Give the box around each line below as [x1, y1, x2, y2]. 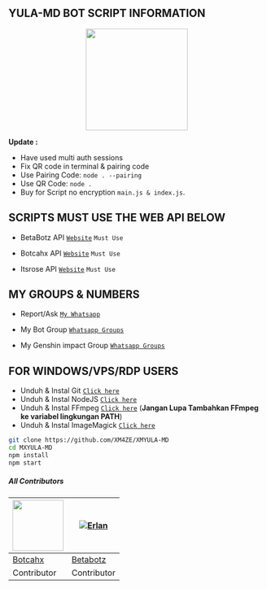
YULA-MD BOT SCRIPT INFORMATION [8, 7, 206, 20]
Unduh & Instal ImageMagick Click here [20, 421, 156, 430]
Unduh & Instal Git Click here [20, 386, 120, 395]
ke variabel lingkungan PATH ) [20, 412, 123, 421]
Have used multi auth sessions [20, 152, 124, 162]
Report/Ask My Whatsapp [20, 309, 100, 319]
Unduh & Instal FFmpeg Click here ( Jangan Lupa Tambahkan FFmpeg [20, 403, 259, 413]
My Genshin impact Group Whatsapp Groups [20, 341, 165, 351]
